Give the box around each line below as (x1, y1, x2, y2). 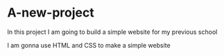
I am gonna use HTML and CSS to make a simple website (7, 41, 171, 49)
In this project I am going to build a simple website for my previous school (7, 28, 218, 36)
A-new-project (7, 5, 95, 21)
